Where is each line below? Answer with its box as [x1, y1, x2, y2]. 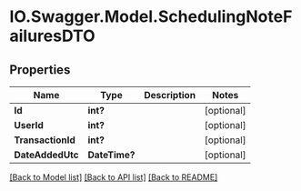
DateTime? [87, 148, 135, 161]
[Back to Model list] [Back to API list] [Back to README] [9, 172, 218, 183]
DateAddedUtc [14, 148, 79, 161]
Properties [9, 62, 71, 77]
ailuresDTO [9, 25, 95, 46]
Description [144, 89, 196, 101]
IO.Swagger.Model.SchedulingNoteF [9, 6, 293, 27]
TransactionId [14, 134, 75, 146]
